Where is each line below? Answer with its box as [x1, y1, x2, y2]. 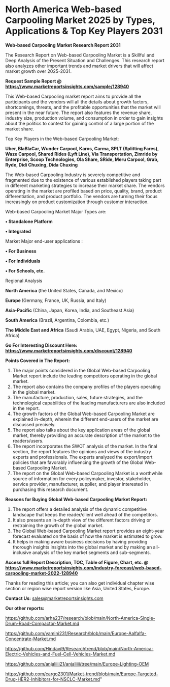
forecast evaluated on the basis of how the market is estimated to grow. [12, 533, 162, 539]
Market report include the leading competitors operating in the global [12, 373, 157, 379]
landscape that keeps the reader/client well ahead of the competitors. [12, 511, 158, 517]
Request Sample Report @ [5, 78, 62, 84]
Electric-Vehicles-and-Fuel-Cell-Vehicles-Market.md [5, 651, 116, 657]
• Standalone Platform [5, 218, 53, 225]
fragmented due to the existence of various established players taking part [5, 177, 161, 183]
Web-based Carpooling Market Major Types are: [5, 208, 107, 214]
